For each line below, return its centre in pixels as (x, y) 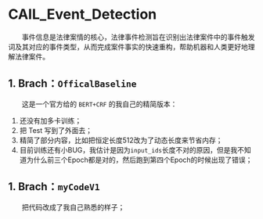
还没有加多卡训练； (50, 120)
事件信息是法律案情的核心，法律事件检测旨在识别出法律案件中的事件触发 (139, 37)
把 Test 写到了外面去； (56, 130)
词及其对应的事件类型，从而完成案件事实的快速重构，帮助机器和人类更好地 (128, 47)
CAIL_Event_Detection (83, 14)
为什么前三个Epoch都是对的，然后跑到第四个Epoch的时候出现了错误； (139, 160)
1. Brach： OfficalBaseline (72, 84)
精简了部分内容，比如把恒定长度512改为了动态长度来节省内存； (121, 140)
